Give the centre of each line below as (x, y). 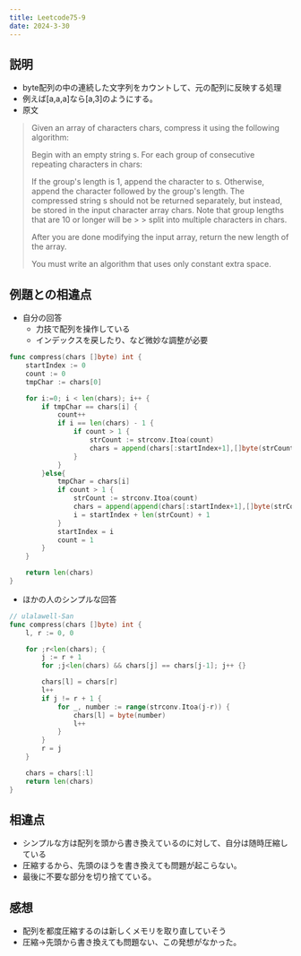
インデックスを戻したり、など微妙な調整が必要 (122, 340)
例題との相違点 (51, 294)
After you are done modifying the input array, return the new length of (160, 237)
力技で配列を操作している (83, 329)
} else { (54, 473)
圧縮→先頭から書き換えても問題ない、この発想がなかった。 (132, 943)
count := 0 (46, 374)
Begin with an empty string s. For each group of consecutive (143, 155)
